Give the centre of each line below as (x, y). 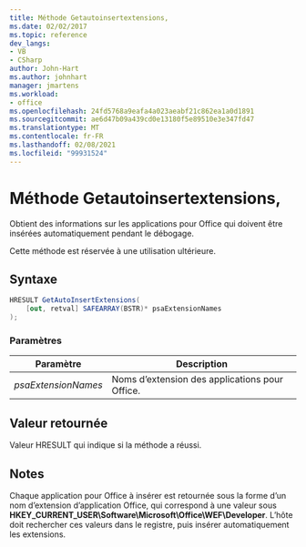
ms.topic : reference (49, 35)
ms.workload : (34, 94)
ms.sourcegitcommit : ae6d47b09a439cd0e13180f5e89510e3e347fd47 (132, 119)
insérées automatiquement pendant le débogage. (102, 233)
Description (202, 364)
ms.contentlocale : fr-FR (56, 137)
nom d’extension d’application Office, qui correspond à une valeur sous (143, 505)
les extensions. (38, 534)
